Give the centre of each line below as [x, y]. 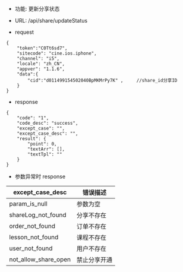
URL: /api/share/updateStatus [51, 20]
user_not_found [31, 248]
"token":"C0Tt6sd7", [42, 48]
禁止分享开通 [94, 260]
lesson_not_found [34, 237]
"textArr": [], [46, 149]
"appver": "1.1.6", [41, 69]
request [24, 32]
